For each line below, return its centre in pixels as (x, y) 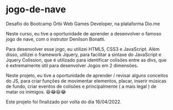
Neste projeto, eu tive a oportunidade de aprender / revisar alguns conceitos (87, 75)
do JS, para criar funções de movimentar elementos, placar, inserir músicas (86, 81)
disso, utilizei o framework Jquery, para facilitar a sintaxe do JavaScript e (84, 54)
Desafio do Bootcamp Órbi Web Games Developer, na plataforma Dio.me (83, 24)
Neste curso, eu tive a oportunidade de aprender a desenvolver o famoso (84, 33)
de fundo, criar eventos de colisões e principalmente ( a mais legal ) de (81, 86)
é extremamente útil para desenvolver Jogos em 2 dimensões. (72, 65)
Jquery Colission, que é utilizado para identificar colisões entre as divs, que (86, 60)
